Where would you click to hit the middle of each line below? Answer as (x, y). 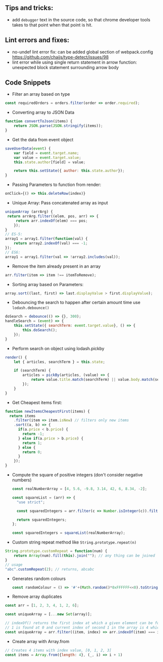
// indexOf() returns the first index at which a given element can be (79, 623)
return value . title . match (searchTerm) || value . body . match (92, 380)
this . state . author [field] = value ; (50, 162)
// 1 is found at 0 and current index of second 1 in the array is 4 (77, 628)
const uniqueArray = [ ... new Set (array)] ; (49, 614)
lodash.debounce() (31, 308)
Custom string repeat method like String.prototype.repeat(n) (74, 542)
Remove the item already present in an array (56, 266)
